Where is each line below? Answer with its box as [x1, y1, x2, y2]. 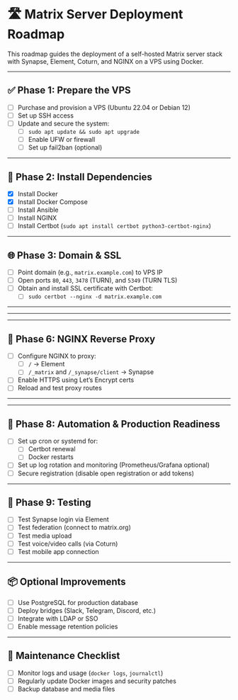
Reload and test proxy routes [17, 384, 103, 393]
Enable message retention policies [17, 622, 118, 631]
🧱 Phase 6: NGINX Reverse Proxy [7, 333, 156, 345]
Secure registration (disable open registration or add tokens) [17, 469, 195, 478]
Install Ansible [17, 205, 59, 214]
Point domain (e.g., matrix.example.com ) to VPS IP [17, 268, 163, 277]
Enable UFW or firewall [28, 135, 96, 143]
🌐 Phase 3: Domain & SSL [7, 249, 122, 261]
